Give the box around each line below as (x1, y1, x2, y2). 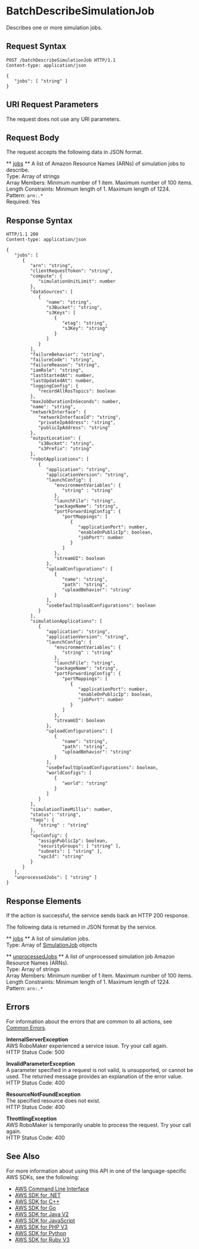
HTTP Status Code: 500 (6, 1048, 65, 1055)
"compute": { (30, 273, 63, 279)
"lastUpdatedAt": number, (30, 378, 95, 384)
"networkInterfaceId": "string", (38, 414, 121, 421)
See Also (6, 1152, 40, 1162)
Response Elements (6, 896, 82, 906)
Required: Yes (6, 198, 41, 206)
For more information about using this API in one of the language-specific (6, 1167, 186, 1174)
